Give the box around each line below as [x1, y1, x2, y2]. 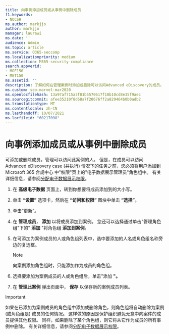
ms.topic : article [5, 45, 44, 50]
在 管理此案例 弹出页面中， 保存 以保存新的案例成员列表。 [12, 283, 133, 290]
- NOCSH [5, 17, 22, 22]
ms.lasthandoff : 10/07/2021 [5, 111, 65, 116]
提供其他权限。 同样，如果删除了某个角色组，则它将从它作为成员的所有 [9, 317, 157, 323]
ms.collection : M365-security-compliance [5, 59, 94, 64]
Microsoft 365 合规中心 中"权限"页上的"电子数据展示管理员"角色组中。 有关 [5, 169, 161, 175]
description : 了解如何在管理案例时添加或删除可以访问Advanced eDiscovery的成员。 [5, 82, 164, 87]
